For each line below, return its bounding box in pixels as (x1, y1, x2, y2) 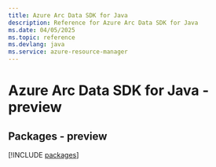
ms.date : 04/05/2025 (8, 26, 76, 34)
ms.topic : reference (8, 33, 76, 42)
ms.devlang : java (8, 41, 65, 49)
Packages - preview (8, 129, 108, 143)
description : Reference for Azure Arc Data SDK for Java (8, 19, 199, 27)
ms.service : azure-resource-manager (8, 48, 128, 56)
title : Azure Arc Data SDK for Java (8, 11, 128, 20)
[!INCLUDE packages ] (8, 151, 79, 159)
